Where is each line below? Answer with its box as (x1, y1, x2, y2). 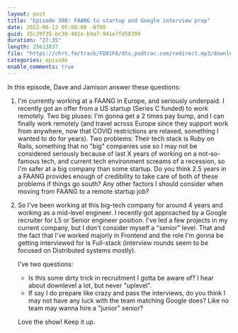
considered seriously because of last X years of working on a (17, 149, 197, 158)
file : (7, 50, 23, 58)
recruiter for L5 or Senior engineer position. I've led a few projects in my (17, 216, 228, 224)
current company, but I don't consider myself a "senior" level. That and (17, 223, 225, 231)
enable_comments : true (7, 63, 74, 70)
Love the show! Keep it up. (17, 317, 96, 326)
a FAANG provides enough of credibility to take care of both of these (17, 172, 218, 180)
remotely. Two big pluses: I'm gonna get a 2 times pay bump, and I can (17, 111, 225, 120)
